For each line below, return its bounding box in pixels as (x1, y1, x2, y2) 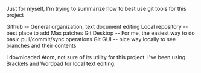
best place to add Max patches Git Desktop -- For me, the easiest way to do (6, 29, 195, 36)
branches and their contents (6, 42, 77, 49)
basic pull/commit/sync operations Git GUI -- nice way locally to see (6, 36, 176, 42)
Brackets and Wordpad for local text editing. (6, 60, 116, 67)
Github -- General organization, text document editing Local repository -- (6, 23, 188, 30)
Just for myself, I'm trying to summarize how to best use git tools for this (6, 5, 187, 12)
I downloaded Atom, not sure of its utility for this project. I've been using (6, 54, 186, 60)
